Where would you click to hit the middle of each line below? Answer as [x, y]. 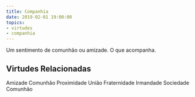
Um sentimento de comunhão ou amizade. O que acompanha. [81, 50]
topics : [16, 22]
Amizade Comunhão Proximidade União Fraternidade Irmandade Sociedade [98, 82]
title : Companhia [27, 11]
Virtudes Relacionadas [48, 68]
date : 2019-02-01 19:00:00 [39, 17]
